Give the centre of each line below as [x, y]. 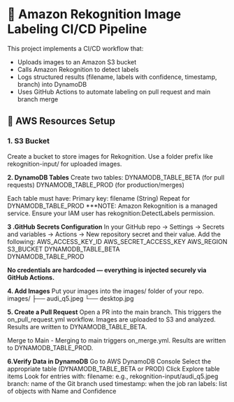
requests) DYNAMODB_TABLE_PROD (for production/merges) [96, 185]
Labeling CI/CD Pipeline [77, 29]
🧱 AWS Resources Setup [61, 121]
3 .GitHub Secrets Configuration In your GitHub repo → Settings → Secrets [116, 227]
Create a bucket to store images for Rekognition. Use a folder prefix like [110, 156]
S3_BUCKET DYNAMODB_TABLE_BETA [64, 249]
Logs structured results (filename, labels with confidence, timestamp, [117, 77]
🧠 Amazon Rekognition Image [94, 14]
